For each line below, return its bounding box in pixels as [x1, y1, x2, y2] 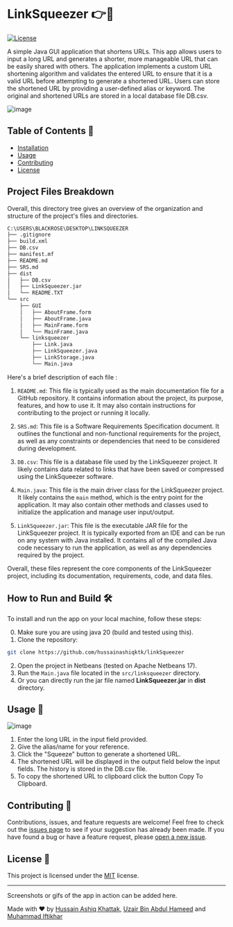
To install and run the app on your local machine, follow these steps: [7, 614, 202, 622]
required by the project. [17, 550, 85, 559]
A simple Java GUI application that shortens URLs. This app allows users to [7, 47, 222, 56]
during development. [17, 444, 78, 452]
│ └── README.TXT [7, 289, 64, 296]
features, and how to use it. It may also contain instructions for [17, 401, 196, 409]
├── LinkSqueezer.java [32, 348, 98, 355]
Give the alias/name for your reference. [17, 742, 130, 751]
